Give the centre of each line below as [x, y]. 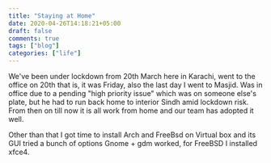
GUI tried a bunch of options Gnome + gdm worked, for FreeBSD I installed [133, 143]
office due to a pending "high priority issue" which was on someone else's [133, 93]
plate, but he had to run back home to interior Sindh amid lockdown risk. [129, 102]
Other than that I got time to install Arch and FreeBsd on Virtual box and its [132, 135]
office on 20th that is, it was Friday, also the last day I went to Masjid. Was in [135, 85]
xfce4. [19, 152]
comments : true [34, 38]
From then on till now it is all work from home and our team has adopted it [131, 111]
